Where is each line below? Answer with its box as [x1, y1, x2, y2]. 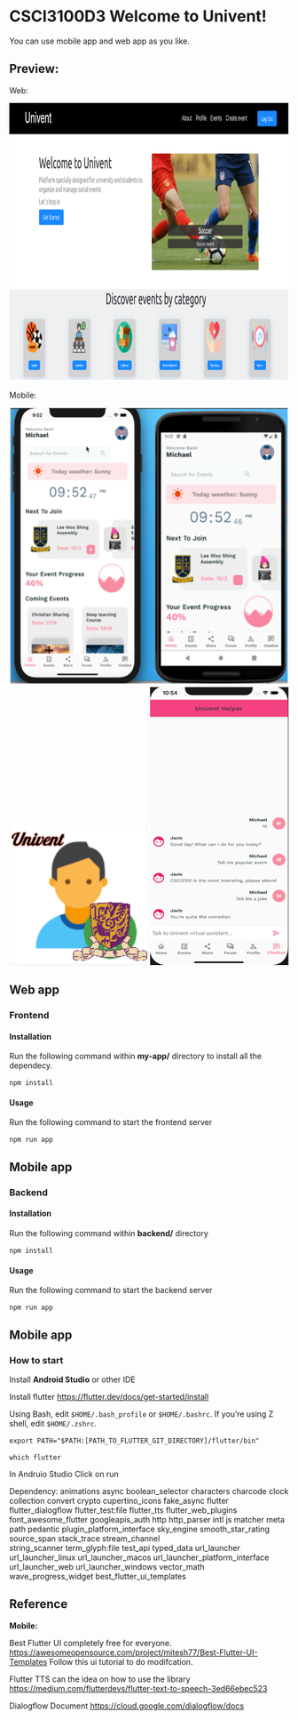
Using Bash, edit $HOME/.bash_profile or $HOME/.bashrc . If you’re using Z [9, 1408, 274, 1419]
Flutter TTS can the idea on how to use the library [9, 1674, 191, 1684]
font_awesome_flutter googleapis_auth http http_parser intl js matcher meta [9, 1514, 286, 1524]
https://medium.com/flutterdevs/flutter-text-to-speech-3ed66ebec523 [9, 1683, 268, 1693]
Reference [9, 1596, 68, 1611]
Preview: [9, 61, 59, 76]
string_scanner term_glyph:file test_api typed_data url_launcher [9, 1542, 241, 1553]
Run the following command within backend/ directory [9, 1227, 208, 1238]
